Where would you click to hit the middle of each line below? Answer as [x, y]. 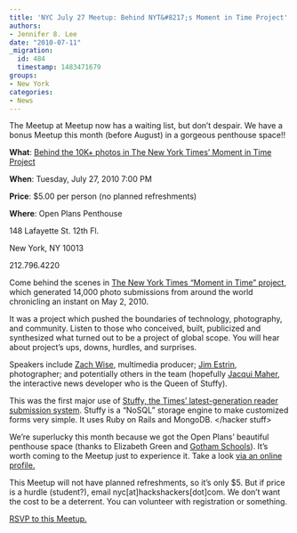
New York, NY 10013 [47, 248]
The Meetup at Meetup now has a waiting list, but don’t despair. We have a [146, 126]
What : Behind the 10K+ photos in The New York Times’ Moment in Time [140, 152]
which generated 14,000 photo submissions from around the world [131, 292]
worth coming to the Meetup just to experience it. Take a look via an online [146, 456]
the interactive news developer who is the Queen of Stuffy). [119, 383]
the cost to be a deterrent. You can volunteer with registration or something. [148, 502]
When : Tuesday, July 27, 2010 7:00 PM [81, 179]
